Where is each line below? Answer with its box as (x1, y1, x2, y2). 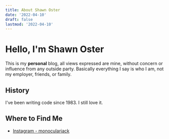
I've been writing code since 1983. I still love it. (5, 100, 103, 105)
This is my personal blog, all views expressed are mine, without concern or (5, 61, 163, 67)
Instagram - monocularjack (12, 128, 70, 134)
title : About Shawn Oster (5, 7, 60, 13)
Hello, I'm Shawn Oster (5, 44, 104, 55)
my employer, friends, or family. (5, 71, 72, 77)
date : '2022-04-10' (5, 12, 47, 17)
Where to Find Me (5, 114, 63, 123)
